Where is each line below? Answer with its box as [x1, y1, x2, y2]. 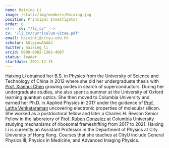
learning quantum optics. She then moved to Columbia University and [5, 94, 150, 101]
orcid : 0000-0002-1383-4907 [5, 50, 65, 55]
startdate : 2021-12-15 [5, 59, 53, 64]
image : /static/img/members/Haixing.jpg [5, 12, 92, 17]
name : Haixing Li [5, 7, 42, 13]
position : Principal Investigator [5, 17, 78, 22]
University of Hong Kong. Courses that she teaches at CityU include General [5, 132, 164, 138]
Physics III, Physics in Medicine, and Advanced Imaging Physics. [5, 137, 140, 143]
